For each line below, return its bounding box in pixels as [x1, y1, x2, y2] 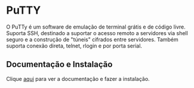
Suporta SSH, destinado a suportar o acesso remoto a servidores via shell [6, 29, 188, 36]
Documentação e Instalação [6, 59, 113, 70]
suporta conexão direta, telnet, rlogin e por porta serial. [6, 42, 142, 49]
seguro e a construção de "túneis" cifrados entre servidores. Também [6, 36, 179, 43]
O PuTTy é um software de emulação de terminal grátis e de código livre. [6, 23, 186, 30]
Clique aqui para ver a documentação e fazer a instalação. [6, 75, 150, 82]
